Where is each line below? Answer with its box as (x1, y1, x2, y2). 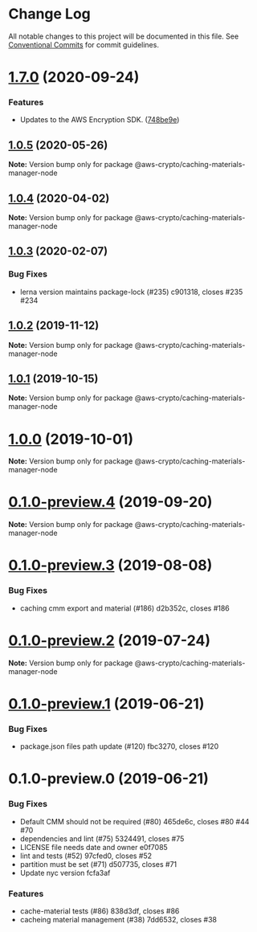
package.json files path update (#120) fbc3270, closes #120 (19, 742, 219, 751)
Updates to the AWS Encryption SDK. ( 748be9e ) (19, 115, 180, 125)
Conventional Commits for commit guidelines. (8, 39, 159, 49)
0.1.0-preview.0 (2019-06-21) (8, 770, 209, 788)
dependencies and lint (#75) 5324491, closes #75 (19, 833, 185, 844)
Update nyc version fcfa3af (19, 868, 111, 877)
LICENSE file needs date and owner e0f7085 (19, 842, 169, 852)
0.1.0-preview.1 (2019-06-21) (8, 694, 205, 713)
